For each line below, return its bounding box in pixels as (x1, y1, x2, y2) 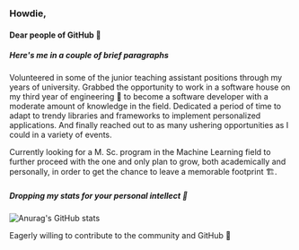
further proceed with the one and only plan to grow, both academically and (9, 156, 286, 168)
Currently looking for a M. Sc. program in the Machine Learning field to (9, 147, 271, 158)
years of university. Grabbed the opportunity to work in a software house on (9, 82, 291, 92)
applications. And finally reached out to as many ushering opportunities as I (9, 120, 289, 131)
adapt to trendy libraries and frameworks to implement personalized (9, 110, 261, 121)
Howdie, (9, 7, 47, 20)
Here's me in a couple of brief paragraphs (9, 50, 169, 61)
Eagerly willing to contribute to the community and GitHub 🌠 (9, 230, 232, 241)
